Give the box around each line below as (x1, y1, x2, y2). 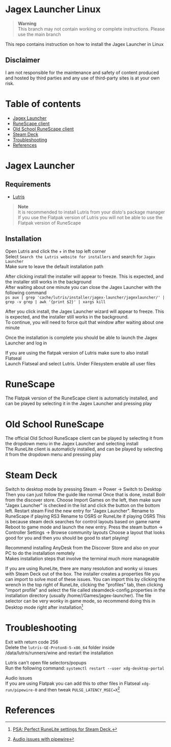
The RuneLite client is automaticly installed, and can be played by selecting (5, 446, 163, 452)
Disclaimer (5, 56, 40, 65)
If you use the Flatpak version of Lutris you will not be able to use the (17, 214, 163, 220)
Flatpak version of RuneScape (17, 220, 81, 226)
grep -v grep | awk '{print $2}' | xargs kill (5, 299, 106, 304)
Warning (17, 20, 37, 26)
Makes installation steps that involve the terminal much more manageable (5, 555, 159, 562)
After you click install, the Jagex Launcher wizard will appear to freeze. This (5, 308, 164, 314)
